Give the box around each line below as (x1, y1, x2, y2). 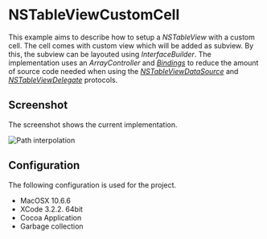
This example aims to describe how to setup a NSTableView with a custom (8, 32, 256, 42)
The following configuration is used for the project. (8, 179, 177, 190)
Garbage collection (19, 221, 84, 231)
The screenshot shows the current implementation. (8, 119, 178, 130)
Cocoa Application (19, 212, 82, 222)
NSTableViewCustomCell (8, 6, 180, 24)
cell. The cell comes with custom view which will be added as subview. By (8, 40, 254, 50)
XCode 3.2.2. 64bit (19, 204, 83, 214)
